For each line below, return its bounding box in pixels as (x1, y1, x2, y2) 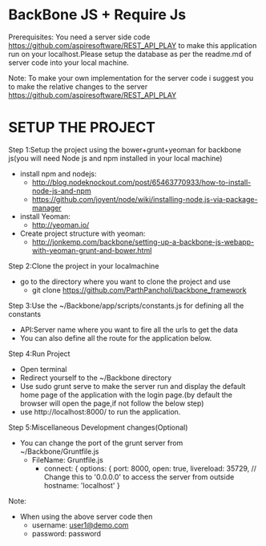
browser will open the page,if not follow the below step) (19, 398, 204, 408)
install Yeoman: (19, 211, 71, 221)
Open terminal (19, 364, 67, 374)
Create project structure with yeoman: (19, 229, 146, 238)
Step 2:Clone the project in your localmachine (8, 261, 159, 270)
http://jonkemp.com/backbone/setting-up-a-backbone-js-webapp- (31, 237, 255, 246)
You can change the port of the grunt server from (19, 438, 183, 447)
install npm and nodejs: (19, 168, 97, 178)
